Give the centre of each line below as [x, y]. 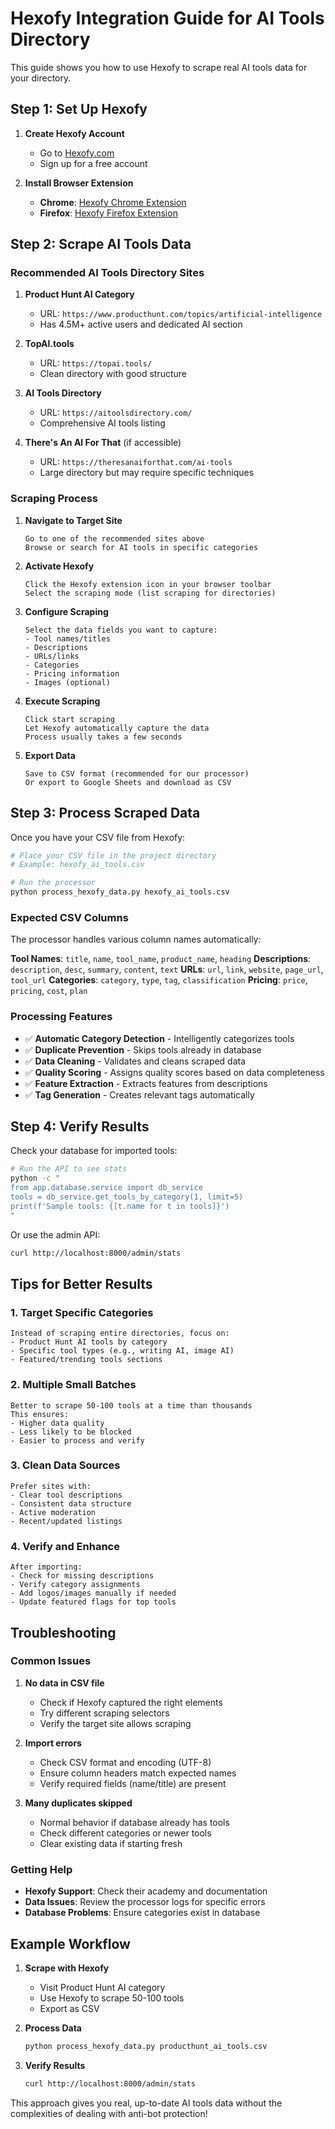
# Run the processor [53, 883]
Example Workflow [70, 1943]
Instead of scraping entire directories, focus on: [120, 1333]
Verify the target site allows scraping [115, 1723]
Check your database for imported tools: [94, 1151]
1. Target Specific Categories [82, 1312]
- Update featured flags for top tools [93, 1602]
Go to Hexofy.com [77, 153]
